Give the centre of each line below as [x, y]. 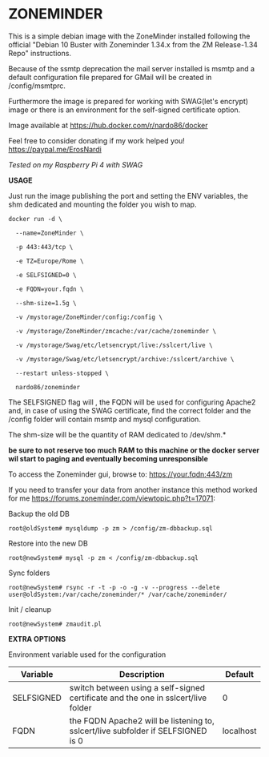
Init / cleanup [30, 609]
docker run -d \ [35, 219]
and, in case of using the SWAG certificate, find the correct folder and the [130, 410]
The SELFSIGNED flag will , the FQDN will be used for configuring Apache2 [132, 402]
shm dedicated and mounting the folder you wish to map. [102, 204]
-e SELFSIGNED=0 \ [46, 275]
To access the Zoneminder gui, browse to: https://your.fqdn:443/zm [120, 474]
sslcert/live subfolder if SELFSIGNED [138, 731]
